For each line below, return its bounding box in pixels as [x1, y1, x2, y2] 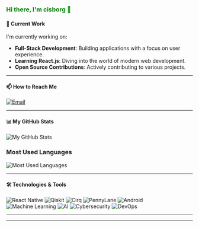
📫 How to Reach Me [6, 83, 57, 90]
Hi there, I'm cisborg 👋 [6, 5, 72, 14]
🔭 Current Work [6, 20, 46, 27]
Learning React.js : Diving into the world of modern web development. [14, 57, 187, 65]
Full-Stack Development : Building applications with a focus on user [14, 44, 181, 52]
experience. [14, 51, 44, 58]
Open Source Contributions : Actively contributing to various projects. [14, 63, 186, 71]
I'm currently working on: [6, 33, 68, 40]
